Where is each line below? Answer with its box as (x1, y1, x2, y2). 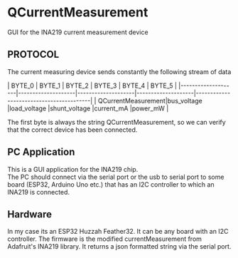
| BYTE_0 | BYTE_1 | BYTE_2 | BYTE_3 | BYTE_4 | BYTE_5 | (7, 81, 178, 90)
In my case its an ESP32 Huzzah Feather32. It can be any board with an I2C (7, 227, 229, 236)
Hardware (7, 208, 52, 220)
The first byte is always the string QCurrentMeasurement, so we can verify (7, 118, 226, 126)
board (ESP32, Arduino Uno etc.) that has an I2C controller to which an (7, 180, 215, 189)
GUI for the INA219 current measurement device (7, 28, 148, 36)
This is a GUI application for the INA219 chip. (7, 165, 139, 173)
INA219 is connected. (7, 187, 70, 196)
